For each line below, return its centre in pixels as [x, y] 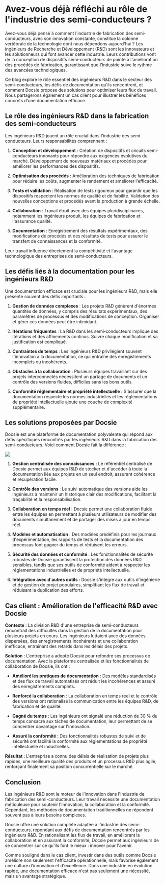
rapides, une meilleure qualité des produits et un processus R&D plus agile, [81, 762]
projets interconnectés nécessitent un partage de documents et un [80, 377]
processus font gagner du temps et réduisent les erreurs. [70, 545]
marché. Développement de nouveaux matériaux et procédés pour [80, 161]
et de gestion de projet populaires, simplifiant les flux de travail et [78, 585]
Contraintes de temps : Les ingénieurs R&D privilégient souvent [77, 351]
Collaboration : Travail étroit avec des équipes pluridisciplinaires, [78, 210]
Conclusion [23, 782]
